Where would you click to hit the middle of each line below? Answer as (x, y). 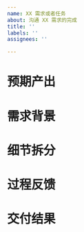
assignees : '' (28, 39)
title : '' (21, 26)
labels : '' (23, 33)
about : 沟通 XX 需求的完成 (42, 20)
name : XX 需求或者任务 (36, 14)
